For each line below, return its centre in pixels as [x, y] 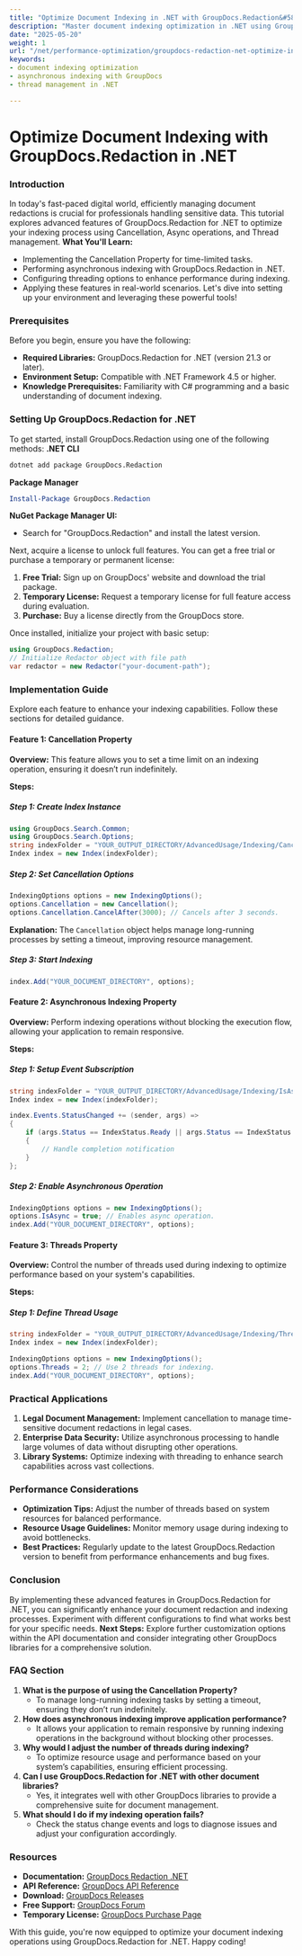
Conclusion [35, 1580]
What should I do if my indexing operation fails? [113, 1814]
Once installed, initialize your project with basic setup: [109, 633]
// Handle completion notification [108, 1149]
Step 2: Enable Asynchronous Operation [86, 1186]
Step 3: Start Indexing [51, 960]
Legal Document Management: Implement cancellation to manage [146, 1418]
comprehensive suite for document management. [127, 1805]
